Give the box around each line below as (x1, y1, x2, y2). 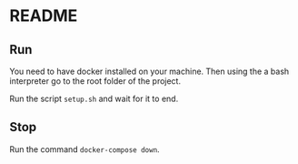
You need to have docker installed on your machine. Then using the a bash (9, 66, 290, 77)
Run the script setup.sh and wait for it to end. (9, 93, 179, 104)
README (9, 5, 78, 26)
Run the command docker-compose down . (9, 143, 161, 155)
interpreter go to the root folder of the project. (9, 76, 182, 87)
